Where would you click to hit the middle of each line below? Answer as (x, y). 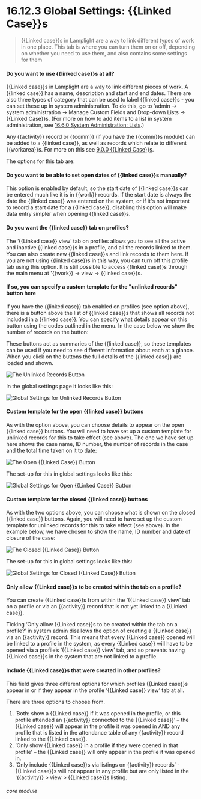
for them (31, 60)
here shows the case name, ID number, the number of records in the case (97, 444)
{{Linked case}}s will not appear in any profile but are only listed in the (102, 771)
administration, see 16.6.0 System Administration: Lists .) (75, 125)
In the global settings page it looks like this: (59, 386)
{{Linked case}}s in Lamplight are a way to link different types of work (107, 40)
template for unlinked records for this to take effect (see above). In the (93, 525)
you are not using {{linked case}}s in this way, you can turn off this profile (97, 260)
